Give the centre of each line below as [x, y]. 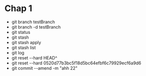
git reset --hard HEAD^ [34, 58]
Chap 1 [18, 8]
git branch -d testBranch [36, 27]
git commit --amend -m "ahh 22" [45, 68]
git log [18, 53]
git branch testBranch [33, 22]
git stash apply [26, 42]
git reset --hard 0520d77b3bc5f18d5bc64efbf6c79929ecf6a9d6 [76, 63]
